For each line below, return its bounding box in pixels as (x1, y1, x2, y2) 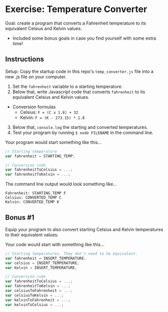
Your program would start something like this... (5, 139, 102, 145)
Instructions (5, 55, 44, 64)
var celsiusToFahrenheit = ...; (5, 288, 73, 293)
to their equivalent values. (5, 232, 59, 238)
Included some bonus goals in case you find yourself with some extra (12, 35, 156, 41)
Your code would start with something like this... (5, 241, 104, 247)
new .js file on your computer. (5, 74, 67, 80)
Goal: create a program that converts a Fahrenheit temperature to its (5, 20, 146, 26)
